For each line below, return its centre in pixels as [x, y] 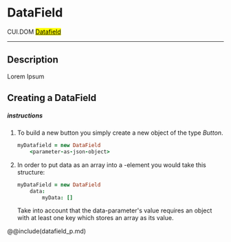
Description [33, 60]
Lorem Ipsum [26, 76]
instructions [25, 115]
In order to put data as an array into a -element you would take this [111, 165]
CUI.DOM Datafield [34, 32]
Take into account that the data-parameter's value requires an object [114, 210]
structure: [31, 172]
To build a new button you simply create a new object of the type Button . [120, 133]
